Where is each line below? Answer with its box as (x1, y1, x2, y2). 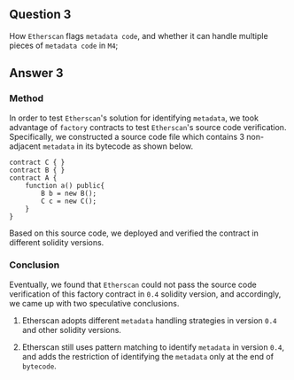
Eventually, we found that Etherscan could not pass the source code (9, 279, 257, 290)
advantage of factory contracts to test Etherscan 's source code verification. (9, 121, 287, 132)
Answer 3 (9, 66, 64, 81)
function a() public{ (25, 181, 104, 190)
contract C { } (9, 158, 66, 167)
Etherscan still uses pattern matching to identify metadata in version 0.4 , (21, 341, 285, 353)
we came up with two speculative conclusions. (9, 298, 180, 308)
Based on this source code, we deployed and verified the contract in (9, 228, 259, 238)
